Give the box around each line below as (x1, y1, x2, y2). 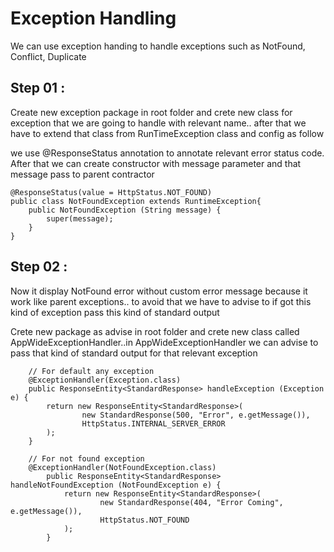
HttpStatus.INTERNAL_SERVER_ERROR (81, 418, 226, 429)
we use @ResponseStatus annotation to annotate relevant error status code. (10, 147, 325, 159)
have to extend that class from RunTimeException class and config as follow (10, 127, 325, 139)
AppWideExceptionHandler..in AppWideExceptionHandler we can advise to (10, 336, 319, 348)
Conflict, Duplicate (10, 50, 87, 62)
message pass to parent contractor (10, 168, 155, 180)
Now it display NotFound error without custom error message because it (10, 285, 308, 297)
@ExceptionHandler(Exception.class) (28, 375, 182, 385)
